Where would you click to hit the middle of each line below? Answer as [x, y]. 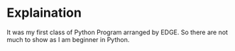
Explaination [44, 13]
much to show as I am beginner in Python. [68, 39]
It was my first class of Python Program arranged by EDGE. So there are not [117, 32]
